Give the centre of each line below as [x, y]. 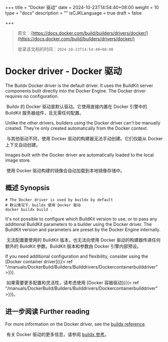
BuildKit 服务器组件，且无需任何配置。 [45, 112]
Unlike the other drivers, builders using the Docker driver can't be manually [83, 123]
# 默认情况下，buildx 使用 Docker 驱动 [43, 205]
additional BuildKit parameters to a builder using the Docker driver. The [78, 224]
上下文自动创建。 [23, 145]
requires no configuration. [32, 96]
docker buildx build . [29, 209]
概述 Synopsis [28, 188]
